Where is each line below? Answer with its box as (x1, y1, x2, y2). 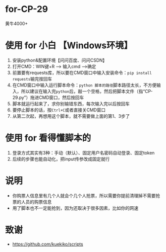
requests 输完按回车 (12, 76, 53, 82)
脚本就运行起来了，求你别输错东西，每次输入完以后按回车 (12, 100, 130, 106)
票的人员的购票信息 (12, 199, 52, 205)
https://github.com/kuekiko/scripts (12, 241, 83, 247)
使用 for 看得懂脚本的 (5, 133, 91, 144)
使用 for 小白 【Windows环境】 (5, 40, 133, 51)
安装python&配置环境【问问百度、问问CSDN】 (12, 57, 108, 63)
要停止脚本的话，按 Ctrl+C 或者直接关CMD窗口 (12, 107, 106, 113)
